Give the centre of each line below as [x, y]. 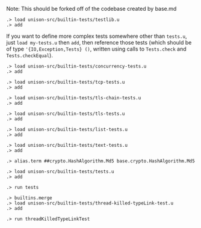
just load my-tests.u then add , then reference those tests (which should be [99, 42]
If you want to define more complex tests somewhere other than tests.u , [97, 36]
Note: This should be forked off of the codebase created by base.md [91, 9]
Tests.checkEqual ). [29, 55]
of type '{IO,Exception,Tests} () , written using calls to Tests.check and [96, 49]
